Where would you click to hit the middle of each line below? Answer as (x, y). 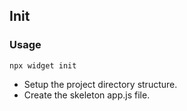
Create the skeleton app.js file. (87, 95)
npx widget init (43, 65)
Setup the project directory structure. (100, 84)
